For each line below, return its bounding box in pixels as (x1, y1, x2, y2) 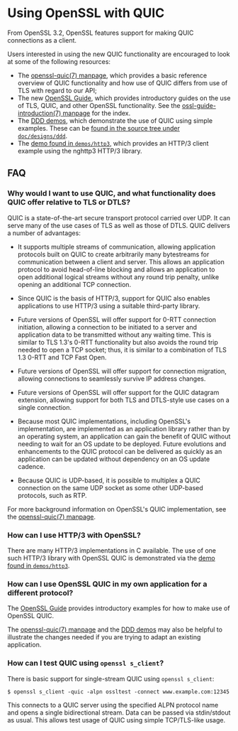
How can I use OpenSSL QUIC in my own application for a (7, 579, 208, 589)
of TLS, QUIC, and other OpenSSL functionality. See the (17, 101, 181, 109)
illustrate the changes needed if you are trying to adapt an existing (7, 633, 201, 641)
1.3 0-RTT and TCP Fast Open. (17, 353, 107, 362)
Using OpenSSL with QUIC (7, 5, 165, 21)
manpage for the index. (62, 109, 131, 117)
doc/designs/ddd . (17, 131, 68, 140)
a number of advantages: (7, 229, 81, 237)
